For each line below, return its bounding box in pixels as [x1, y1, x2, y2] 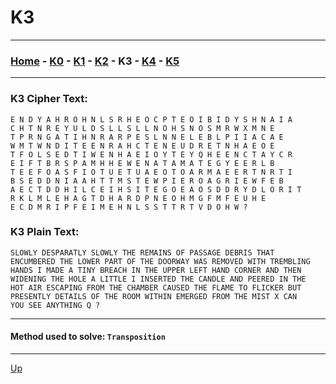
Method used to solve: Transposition [10, 331, 166, 343]
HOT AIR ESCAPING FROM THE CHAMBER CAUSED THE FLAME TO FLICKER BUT [10, 282, 302, 293]
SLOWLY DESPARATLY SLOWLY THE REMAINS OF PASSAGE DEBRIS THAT [10, 247, 275, 258]
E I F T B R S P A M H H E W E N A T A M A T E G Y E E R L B [10, 158, 275, 168]
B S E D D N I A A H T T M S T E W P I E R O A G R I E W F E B [10, 176, 284, 186]
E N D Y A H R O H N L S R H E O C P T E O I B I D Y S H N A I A [10, 114, 293, 125]
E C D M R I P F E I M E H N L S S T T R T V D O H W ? [10, 202, 248, 212]
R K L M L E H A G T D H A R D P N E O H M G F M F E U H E [10, 193, 267, 203]
